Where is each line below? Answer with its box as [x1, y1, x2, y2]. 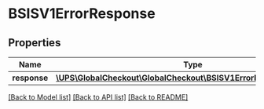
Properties [8, 36, 61, 49]
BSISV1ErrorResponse [8, 5, 156, 23]
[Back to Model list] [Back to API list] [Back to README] [8, 93, 189, 102]
